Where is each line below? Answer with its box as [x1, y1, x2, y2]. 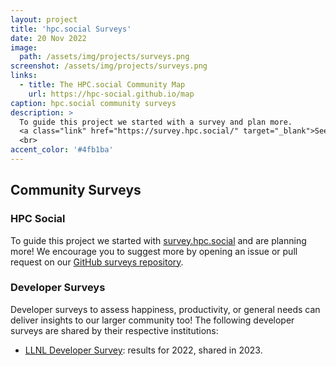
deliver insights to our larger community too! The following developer [10, 314, 295, 326]
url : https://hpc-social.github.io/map [28, 89, 195, 99]
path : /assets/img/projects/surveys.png [19, 52, 190, 62]
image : [10, 42, 38, 53]
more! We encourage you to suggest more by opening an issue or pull [10, 245, 298, 257]
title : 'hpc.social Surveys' [10, 24, 132, 34]
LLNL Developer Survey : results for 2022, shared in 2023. [24, 344, 263, 356]
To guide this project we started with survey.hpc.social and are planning [10, 234, 307, 246]
